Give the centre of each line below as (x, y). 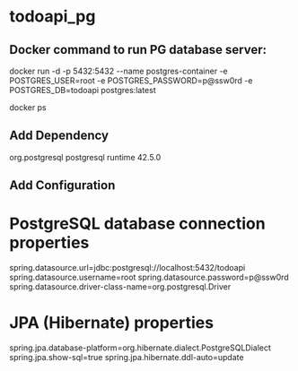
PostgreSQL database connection (138, 224)
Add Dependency (59, 136)
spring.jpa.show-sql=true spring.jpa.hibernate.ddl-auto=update (127, 358)
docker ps (28, 108)
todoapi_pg (53, 17)
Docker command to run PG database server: (138, 50)
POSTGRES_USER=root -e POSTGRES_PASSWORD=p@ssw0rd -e (131, 81)
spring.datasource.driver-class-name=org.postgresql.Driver (120, 287)
